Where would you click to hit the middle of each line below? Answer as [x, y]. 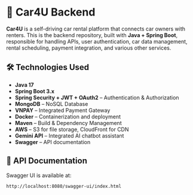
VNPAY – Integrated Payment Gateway [62, 110]
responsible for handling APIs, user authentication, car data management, [97, 41]
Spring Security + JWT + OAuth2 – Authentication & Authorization [97, 97]
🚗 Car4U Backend [51, 12]
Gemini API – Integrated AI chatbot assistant [69, 135]
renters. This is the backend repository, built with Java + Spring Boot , [92, 35]
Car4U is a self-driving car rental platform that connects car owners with [96, 29]
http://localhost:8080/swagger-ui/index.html [64, 186]
